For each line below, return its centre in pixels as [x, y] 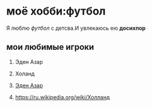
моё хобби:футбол [56, 11]
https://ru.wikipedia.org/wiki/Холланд [62, 97]
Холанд [25, 74]
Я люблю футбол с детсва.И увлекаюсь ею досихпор [76, 28]
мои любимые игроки [50, 47]
